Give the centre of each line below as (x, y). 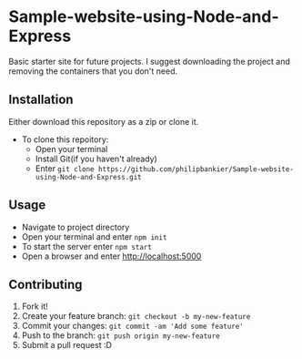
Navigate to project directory (75, 227)
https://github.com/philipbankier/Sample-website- (196, 169)
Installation (41, 100)
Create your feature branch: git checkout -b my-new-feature (136, 316)
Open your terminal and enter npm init (94, 236)
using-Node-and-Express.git (88, 177)
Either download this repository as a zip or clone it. (104, 121)
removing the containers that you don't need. (93, 71)
